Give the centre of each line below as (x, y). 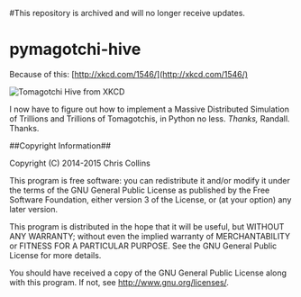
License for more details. (55, 255)
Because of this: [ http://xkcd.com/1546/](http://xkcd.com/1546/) (129, 74)
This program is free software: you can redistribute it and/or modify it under (150, 180)
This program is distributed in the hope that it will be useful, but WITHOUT (147, 226)
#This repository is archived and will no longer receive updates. (128, 13)
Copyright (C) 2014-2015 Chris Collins (80, 163)
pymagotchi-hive (75, 49)
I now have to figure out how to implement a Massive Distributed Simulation (150, 109)
